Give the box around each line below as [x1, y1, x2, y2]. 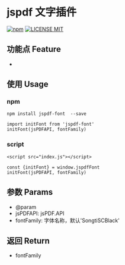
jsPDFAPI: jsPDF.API [15, 210, 65, 217]
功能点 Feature [7, 44, 61, 54]
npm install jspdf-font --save [7, 111, 86, 117]
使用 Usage [7, 79, 49, 89]
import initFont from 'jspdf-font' [7, 121, 95, 127]
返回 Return [7, 236, 50, 246]
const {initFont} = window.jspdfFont [7, 164, 100, 170]
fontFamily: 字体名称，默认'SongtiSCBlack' [15, 217, 120, 224]
